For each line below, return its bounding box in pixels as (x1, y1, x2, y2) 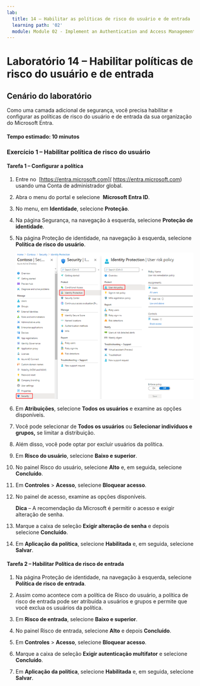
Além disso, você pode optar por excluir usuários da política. (15, 440, 164, 448)
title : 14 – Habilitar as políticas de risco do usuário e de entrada (12, 15, 191, 22)
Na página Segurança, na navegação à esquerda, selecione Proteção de (15, 216, 193, 224)
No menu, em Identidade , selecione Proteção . (15, 205, 129, 212)
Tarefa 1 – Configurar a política (7, 162, 84, 169)
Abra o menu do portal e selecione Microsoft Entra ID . (15, 193, 150, 200)
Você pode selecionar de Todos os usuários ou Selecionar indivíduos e (15, 423, 192, 430)
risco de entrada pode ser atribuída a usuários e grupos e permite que (15, 597, 188, 605)
